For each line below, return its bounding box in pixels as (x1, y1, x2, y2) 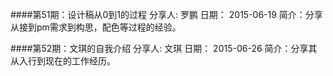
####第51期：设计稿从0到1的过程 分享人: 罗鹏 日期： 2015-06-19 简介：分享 (10, 9, 323, 20)
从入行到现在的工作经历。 (10, 55, 116, 67)
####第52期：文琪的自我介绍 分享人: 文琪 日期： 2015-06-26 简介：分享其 (10, 43, 318, 54)
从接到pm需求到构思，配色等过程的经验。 (10, 21, 182, 33)
